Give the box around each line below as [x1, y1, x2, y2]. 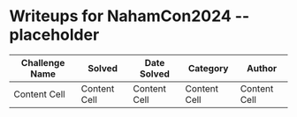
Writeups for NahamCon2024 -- [9, 6, 250, 26]
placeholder [9, 25, 100, 45]
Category [187, 62, 229, 74]
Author [247, 62, 278, 74]
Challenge [20, 56, 65, 69]
